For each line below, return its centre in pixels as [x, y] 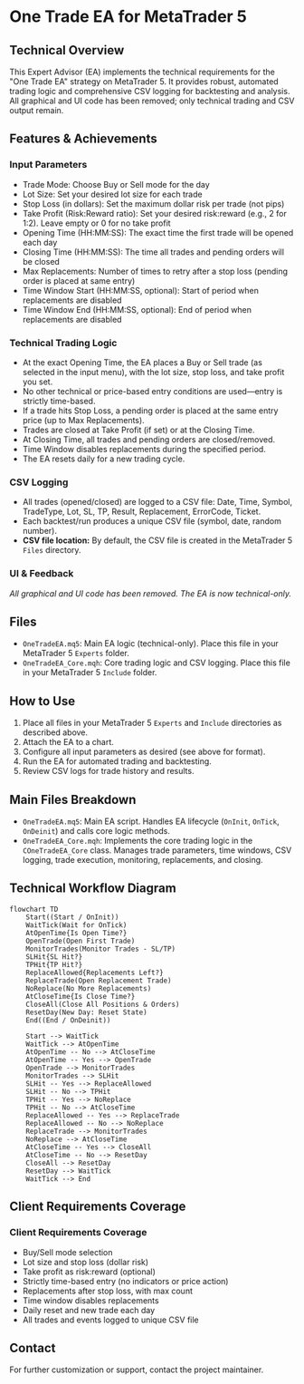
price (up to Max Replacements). [83, 420]
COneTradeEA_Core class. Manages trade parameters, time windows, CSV [157, 850]
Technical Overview [67, 50]
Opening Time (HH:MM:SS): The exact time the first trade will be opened [158, 232]
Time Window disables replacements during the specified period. [144, 449]
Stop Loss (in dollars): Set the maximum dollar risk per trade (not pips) [153, 203]
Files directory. [52, 550]
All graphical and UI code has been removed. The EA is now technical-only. [151, 593]
